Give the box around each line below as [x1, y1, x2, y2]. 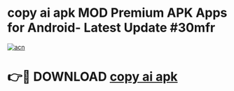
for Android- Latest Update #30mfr [7, 20, 216, 36]
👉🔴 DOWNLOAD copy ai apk [7, 69, 178, 85]
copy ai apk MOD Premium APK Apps [7, 5, 228, 21]
